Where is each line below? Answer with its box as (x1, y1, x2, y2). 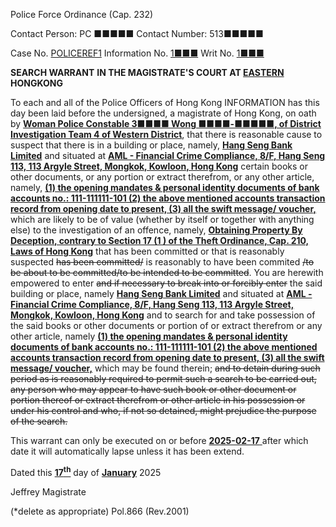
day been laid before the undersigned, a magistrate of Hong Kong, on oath (10, 107, 317, 119)
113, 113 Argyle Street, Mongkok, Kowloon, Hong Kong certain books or (10, 160, 309, 172)
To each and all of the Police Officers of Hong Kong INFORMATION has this (10, 97, 320, 108)
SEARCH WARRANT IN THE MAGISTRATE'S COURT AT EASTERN (10, 67, 285, 78)
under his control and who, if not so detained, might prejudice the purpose (10, 405, 317, 416)
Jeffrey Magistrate (10, 485, 87, 498)
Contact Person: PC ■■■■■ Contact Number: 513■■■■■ (10, 28, 264, 39)
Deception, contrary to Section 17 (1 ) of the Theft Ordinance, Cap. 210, (10, 235, 310, 246)
